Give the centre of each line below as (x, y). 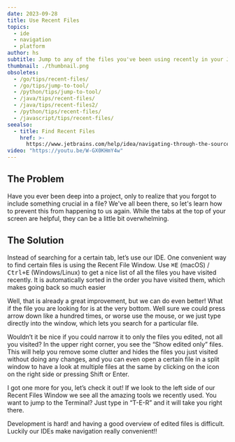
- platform (29, 46)
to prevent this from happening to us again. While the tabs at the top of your (116, 210)
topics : (19, 27)
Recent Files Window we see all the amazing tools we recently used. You (112, 395)
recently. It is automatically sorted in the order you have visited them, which (116, 280)
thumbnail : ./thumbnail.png (48, 66)
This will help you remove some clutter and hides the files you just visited (113, 351)
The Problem (36, 179)
